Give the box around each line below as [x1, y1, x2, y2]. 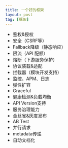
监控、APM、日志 [12, 76, 50, 82]
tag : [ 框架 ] [5, 17, 29, 22]
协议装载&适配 [12, 63, 43, 69]
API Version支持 [12, 100, 46, 106]
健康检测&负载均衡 [12, 94, 52, 100]
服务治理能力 [12, 106, 40, 113]
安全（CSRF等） [12, 38, 47, 44]
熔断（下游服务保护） [12, 57, 57, 63]
